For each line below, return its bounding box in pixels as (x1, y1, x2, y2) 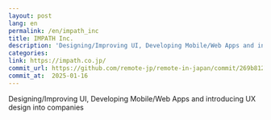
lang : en (8, 19, 38, 27)
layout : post (8, 11, 52, 20)
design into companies (8, 102, 85, 112)
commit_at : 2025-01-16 (8, 72, 89, 80)
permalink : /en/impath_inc (8, 27, 99, 35)
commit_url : (8, 64, 48, 72)
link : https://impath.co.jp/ (8, 57, 106, 65)
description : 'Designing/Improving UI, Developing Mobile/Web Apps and (8, 42, 254, 50)
